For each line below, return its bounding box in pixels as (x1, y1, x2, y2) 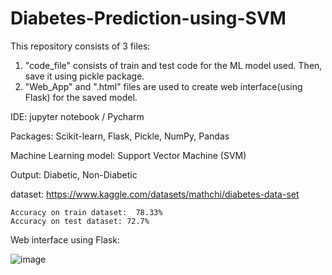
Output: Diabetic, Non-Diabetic (10, 168, 138, 181)
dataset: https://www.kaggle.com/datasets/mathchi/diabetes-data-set (10, 188, 300, 200)
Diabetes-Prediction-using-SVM (10, 7, 287, 30)
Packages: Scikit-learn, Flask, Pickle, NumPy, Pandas (10, 130, 230, 142)
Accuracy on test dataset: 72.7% (10, 216, 150, 226)
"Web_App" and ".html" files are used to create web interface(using (24, 80, 303, 92)
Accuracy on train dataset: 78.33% (10, 207, 163, 217)
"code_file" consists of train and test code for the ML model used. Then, (24, 59, 323, 71)
